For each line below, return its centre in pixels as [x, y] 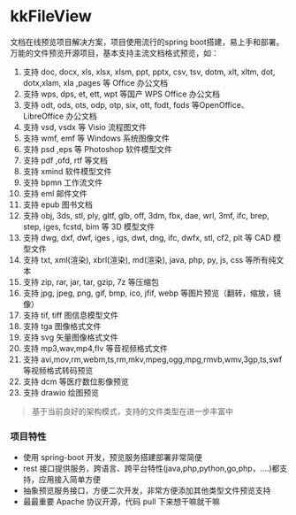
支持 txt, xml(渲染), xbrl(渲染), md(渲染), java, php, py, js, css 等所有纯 [149, 259]
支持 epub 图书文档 [58, 204]
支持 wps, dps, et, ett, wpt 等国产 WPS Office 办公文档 [121, 94]
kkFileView [51, 16]
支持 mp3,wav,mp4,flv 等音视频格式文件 [95, 348]
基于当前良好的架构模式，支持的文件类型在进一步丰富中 [132, 411]
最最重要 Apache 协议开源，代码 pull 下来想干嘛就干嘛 [121, 502]
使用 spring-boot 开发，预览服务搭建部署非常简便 [112, 457]
